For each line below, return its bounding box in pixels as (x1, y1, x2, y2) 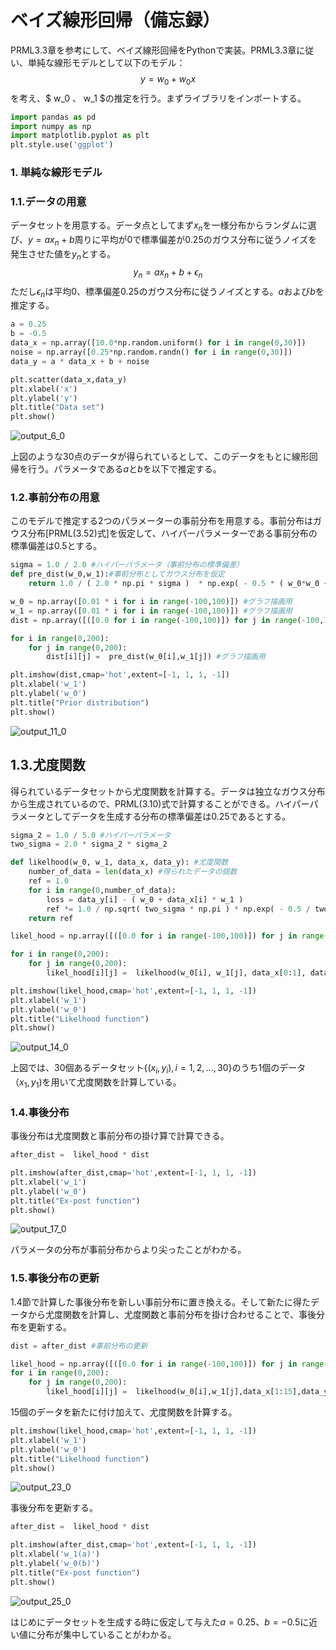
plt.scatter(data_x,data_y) (10, 374, 128, 385)
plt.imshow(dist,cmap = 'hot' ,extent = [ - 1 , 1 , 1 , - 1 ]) (10, 670, 230, 680)
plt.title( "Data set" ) (10, 402, 105, 413)
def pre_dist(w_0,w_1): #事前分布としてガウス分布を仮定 (10, 569, 225, 580)
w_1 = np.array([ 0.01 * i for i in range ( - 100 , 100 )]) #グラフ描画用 (10, 606, 293, 616)
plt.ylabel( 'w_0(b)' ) (10, 1559, 101, 1569)
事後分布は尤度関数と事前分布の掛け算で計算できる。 (10, 1130, 230, 1142)
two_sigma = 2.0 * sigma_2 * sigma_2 (10, 839, 168, 850)
